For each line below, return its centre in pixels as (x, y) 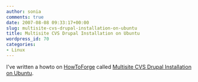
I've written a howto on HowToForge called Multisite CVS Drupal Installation (99, 67)
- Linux (16, 50)
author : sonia (24, 12)
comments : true (25, 17)
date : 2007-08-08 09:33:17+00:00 (48, 22)
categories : (21, 45)
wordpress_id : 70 (28, 39)
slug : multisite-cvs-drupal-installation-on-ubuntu (72, 28)
